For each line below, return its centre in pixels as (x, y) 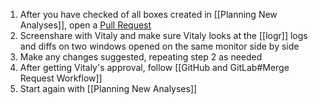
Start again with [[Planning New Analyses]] (108, 88)
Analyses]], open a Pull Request (85, 25)
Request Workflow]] (61, 78)
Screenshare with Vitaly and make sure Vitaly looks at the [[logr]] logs (163, 35)
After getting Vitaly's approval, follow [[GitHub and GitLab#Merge (154, 67)
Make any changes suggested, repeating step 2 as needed (141, 57)
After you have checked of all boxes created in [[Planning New (148, 14)
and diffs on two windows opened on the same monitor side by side (159, 46)
